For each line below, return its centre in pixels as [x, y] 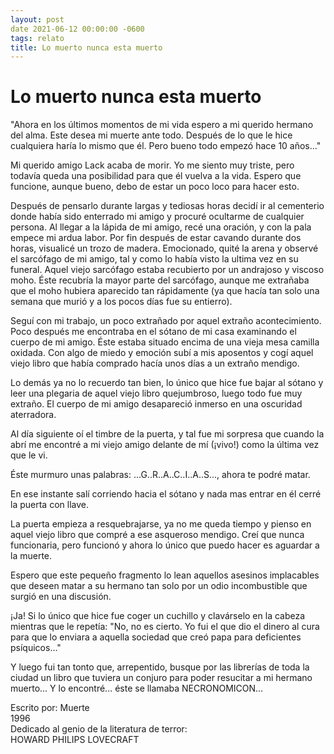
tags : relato [37, 38]
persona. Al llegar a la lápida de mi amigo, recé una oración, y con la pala [161, 227]
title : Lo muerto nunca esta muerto [86, 47]
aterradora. [33, 415]
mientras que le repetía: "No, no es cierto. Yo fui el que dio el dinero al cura [165, 627]
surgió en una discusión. [61, 597]
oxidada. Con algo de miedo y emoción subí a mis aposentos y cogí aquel [162, 353]
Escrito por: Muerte [50, 708]
